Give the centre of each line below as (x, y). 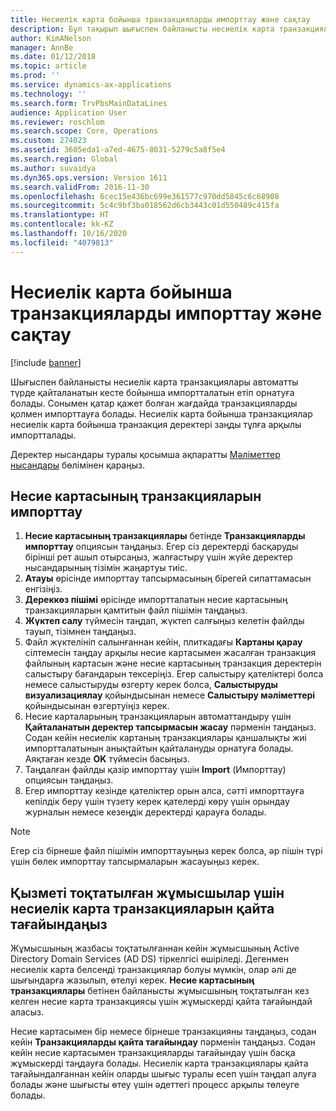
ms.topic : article (48, 66)
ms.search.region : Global (64, 159)
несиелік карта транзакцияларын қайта (142, 908)
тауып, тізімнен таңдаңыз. (80, 632)
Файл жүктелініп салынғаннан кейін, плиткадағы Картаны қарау (163, 642)
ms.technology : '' (48, 94)
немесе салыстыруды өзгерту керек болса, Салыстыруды (151, 685)
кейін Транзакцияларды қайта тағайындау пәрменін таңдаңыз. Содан (163, 1042)
